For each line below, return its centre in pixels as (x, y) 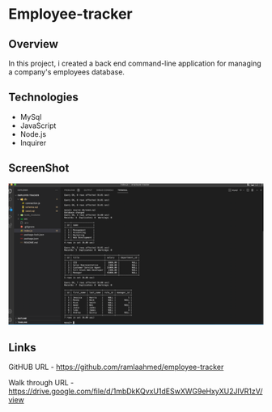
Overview (34, 44)
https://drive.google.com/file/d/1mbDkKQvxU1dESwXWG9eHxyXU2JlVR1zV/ (136, 391)
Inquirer (33, 142)
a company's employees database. (67, 72)
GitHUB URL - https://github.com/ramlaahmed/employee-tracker (116, 367)
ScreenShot (39, 168)
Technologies (44, 98)
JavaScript (38, 125)
